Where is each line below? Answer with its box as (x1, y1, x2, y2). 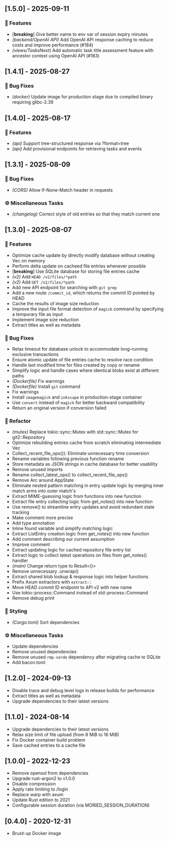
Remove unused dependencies (12, 648, 77, 654)
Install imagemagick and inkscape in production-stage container (12, 394, 142, 401)
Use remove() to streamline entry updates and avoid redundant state (12, 504, 155, 510)
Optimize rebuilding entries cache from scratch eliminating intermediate (12, 439, 161, 446)
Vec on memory (12, 257, 45, 263)
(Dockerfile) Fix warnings (12, 378, 65, 384)
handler (12, 557, 28, 564)
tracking (12, 510, 30, 516)
